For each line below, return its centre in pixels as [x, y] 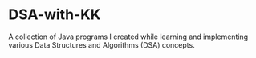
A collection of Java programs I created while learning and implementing [128, 37]
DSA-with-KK [55, 15]
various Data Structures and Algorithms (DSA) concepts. [102, 44]
